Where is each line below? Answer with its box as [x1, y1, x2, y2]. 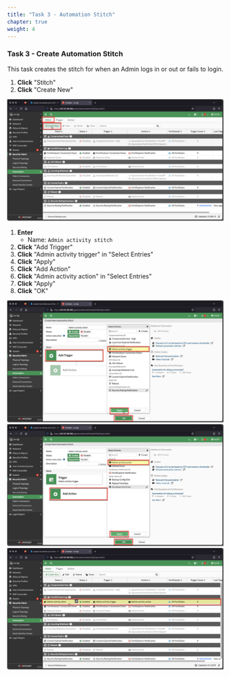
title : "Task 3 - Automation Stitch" [7, 11, 116, 18]
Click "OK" [17, 287, 49, 295]
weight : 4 [7, 25, 36, 32]
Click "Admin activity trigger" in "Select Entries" [17, 250, 154, 259]
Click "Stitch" [17, 78, 56, 86]
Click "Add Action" [17, 265, 71, 273]
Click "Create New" [17, 85, 74, 94]
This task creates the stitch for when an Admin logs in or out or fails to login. [7, 65, 224, 73]
